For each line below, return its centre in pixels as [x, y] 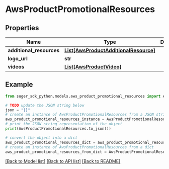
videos [16, 67]
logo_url [18, 59]
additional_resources [34, 50]
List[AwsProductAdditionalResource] [110, 50]
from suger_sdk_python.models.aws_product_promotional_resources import [83, 96]
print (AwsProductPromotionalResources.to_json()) [58, 129]
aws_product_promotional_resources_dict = [50, 142]
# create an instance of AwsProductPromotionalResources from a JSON [80, 115]
